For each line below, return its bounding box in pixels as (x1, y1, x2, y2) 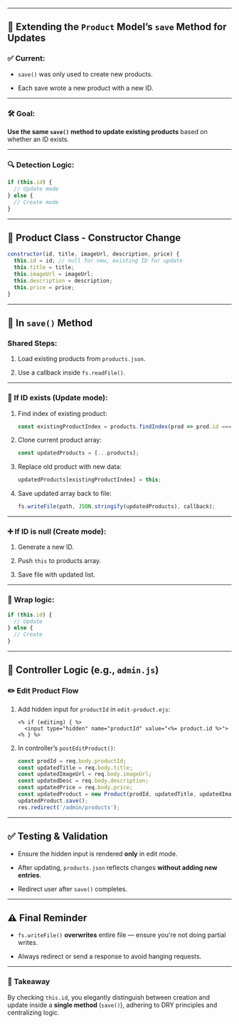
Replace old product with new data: (17, 462, 122, 471)
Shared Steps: (7, 338, 58, 348)
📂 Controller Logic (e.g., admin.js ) (7, 664, 159, 676)
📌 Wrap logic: (7, 595, 55, 605)
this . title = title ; (14, 264, 75, 271)
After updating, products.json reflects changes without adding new (17, 863, 218, 871)
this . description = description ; (14, 277, 113, 284)
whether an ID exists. (7, 135, 70, 143)
